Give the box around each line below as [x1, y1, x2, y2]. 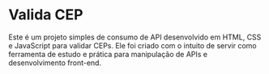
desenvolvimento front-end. [8, 58, 102, 68]
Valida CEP [8, 6, 83, 24]
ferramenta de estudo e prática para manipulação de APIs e [8, 49, 208, 59]
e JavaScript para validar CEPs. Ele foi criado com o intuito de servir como [8, 40, 257, 50]
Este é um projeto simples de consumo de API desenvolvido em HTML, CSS [8, 32, 262, 42]
